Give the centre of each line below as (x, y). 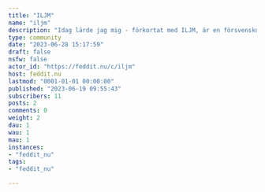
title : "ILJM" (32, 15)
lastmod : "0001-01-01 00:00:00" (61, 81)
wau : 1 (19, 132)
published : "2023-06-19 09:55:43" (65, 89)
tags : (17, 162)
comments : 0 (28, 111)
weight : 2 (24, 118)
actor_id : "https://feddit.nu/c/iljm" (72, 67)
